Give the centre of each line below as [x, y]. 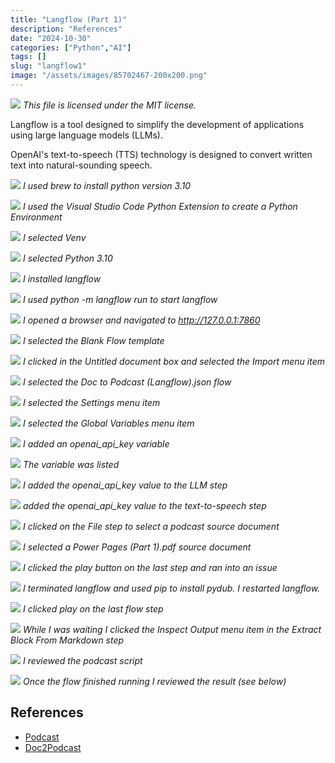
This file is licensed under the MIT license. [109, 105]
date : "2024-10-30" [51, 38]
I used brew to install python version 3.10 [107, 185]
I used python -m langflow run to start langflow [120, 299]
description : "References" [66, 29]
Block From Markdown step [67, 640]
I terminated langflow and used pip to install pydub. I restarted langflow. [171, 588]
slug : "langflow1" [48, 66]
